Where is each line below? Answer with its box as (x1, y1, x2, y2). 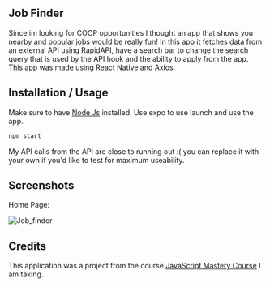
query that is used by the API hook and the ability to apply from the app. (8, 54, 249, 63)
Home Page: (8, 200, 50, 210)
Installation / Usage (8, 86, 109, 100)
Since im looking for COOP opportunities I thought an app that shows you (8, 28, 254, 37)
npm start (8, 131, 42, 140)
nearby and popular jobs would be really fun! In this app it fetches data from (8, 36, 262, 46)
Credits (8, 239, 47, 253)
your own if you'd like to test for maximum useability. (8, 155, 185, 165)
